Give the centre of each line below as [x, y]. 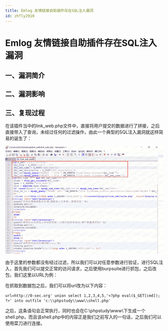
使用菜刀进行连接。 [25, 323]
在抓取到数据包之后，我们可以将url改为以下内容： [56, 285]
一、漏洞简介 [25, 76]
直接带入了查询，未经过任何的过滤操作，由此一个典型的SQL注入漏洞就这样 [82, 132]
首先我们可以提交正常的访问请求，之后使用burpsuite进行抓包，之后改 [85, 268]
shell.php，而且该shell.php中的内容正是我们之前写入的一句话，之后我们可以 [83, 317]
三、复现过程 [25, 113]
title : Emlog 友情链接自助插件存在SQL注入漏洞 [49, 11]
